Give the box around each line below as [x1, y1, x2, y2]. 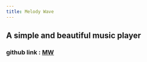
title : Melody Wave [6, 8, 54, 15]
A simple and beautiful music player [6, 31, 141, 41]
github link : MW [6, 48, 54, 56]
